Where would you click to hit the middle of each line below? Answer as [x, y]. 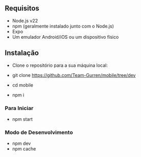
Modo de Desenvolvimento [39, 132]
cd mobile [23, 85]
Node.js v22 [25, 20]
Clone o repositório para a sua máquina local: [60, 65]
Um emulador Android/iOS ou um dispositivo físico [65, 37]
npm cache [24, 149]
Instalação [22, 53]
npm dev [21, 143]
